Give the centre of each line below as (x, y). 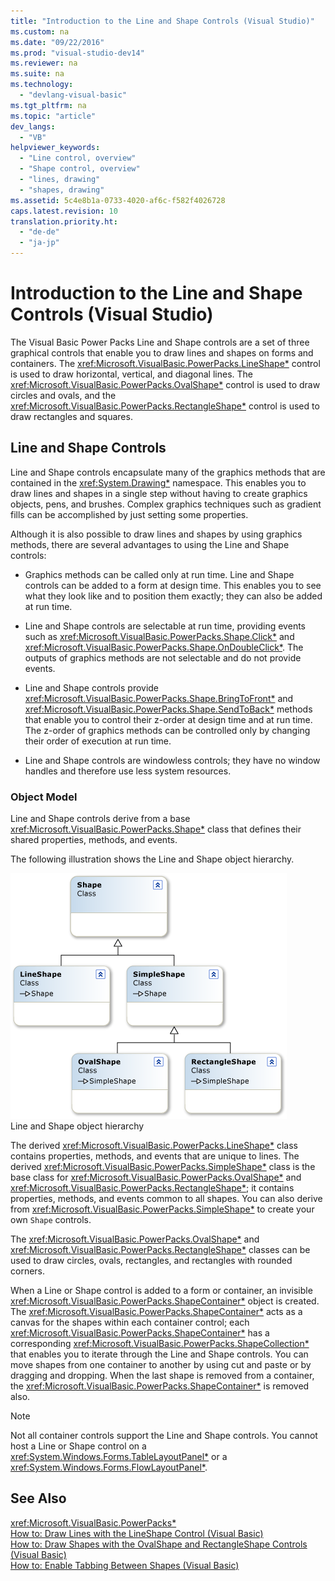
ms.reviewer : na (44, 63)
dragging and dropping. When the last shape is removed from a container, (162, 1376)
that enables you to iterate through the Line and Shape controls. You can (159, 1354)
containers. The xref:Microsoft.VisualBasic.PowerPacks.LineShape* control (165, 363)
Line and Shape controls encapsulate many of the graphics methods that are (168, 472)
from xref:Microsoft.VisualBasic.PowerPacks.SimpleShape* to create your (162, 1209)
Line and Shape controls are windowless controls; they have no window (172, 760)
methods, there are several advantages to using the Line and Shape (150, 544)
